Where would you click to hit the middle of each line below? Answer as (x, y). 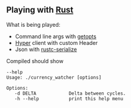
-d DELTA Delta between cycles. (70, 93)
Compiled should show (35, 61)
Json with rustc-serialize (46, 49)
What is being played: (33, 24)
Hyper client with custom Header (56, 42)
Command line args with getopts (56, 36)
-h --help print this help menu (69, 99)
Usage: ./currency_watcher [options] (54, 77)
